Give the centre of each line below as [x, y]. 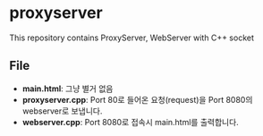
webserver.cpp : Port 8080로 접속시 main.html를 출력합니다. [130, 122]
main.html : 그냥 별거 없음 [68, 89]
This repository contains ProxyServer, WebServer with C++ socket [132, 38]
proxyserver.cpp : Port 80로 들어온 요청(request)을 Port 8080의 [137, 99]
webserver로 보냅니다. [62, 111]
